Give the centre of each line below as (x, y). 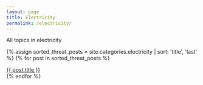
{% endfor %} (24, 77)
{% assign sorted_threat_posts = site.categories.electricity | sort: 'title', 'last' (102, 52)
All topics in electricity (34, 40)
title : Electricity (31, 17)
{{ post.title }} (23, 70)
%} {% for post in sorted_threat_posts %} (58, 58)
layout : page (23, 12)
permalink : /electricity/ (39, 23)
